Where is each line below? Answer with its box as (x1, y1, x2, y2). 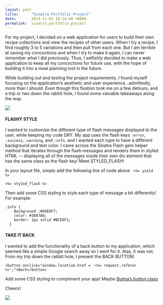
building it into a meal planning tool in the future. (5, 66, 103, 71)
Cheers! (5, 285, 21, 291)
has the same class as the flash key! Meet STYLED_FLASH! (5, 158, 124, 164)
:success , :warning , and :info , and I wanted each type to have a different (5, 138, 153, 143)
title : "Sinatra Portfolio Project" (5, 12, 91, 17)
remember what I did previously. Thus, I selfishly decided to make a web (5, 55, 151, 61)
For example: (5, 195, 32, 201)
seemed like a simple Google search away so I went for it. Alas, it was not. (5, 248, 154, 254)
